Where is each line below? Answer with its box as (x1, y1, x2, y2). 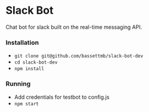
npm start (14, 101, 39, 107)
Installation (5, 38, 39, 47)
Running (5, 80, 31, 88)
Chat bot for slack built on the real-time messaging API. (5, 23, 142, 31)
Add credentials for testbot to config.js (14, 93, 110, 101)
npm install (14, 66, 44, 72)
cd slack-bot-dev (14, 59, 58, 66)
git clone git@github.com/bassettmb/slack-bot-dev (14, 53, 144, 59)
